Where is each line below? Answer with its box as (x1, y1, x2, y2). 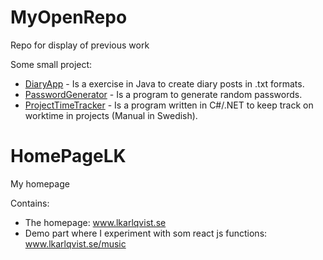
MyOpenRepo (10, 6, 128, 29)
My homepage (10, 177, 70, 190)
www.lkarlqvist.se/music (24, 237, 127, 250)
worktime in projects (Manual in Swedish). (24, 109, 198, 121)
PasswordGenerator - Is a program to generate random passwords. (24, 88, 303, 100)
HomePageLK (10, 145, 127, 168)
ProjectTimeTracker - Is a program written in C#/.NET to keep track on (24, 99, 314, 111)
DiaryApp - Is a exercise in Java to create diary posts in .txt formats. (24, 77, 305, 90)
